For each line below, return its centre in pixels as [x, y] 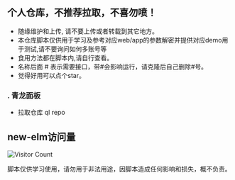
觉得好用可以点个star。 [51, 75]
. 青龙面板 [24, 96]
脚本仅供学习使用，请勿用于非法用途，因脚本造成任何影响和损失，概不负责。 [119, 169]
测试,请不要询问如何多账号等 [65, 49]
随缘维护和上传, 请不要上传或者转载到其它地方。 [88, 31]
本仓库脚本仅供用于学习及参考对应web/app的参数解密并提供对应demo [120, 40]
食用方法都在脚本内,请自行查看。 [65, 57]
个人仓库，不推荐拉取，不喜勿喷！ [82, 13]
